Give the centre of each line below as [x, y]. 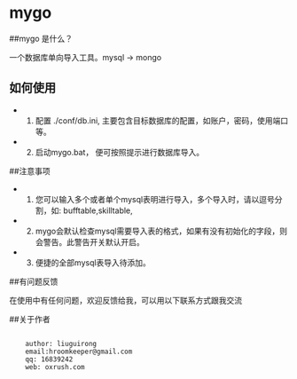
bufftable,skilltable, [98, 210]
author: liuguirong [61, 343]
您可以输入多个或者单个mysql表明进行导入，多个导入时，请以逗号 [155, 199]
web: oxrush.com [55, 367]
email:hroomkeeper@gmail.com [79, 351]
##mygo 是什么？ [41, 38]
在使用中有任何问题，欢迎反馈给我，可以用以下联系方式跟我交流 [125, 300]
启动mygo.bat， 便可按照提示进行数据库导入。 [120, 152]
